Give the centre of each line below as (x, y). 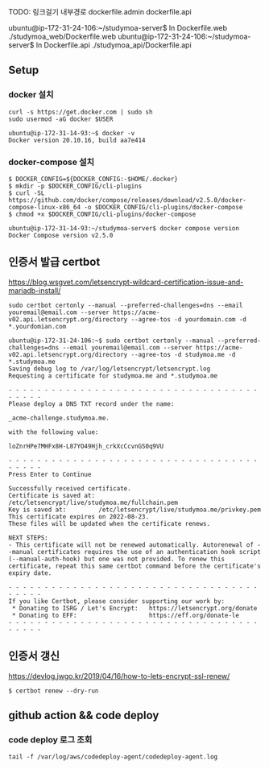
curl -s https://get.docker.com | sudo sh (81, 112)
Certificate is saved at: (52, 495)
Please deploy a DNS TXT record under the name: (91, 404)
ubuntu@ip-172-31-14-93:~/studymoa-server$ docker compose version (124, 228)
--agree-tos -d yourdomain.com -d (189, 319)
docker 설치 (31, 95)
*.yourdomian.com (37, 326)
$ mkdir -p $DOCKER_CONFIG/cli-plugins (75, 186)
